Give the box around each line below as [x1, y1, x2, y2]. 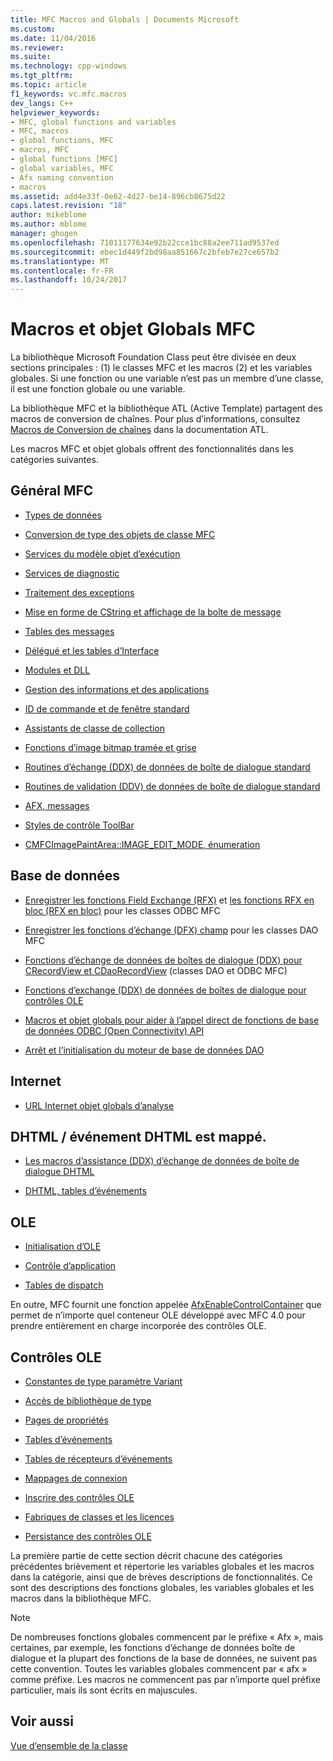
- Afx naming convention [10, 172, 114, 183]
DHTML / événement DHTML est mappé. [10, 1128, 267, 1145]
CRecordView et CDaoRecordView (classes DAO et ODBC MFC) [24, 964, 288, 976]
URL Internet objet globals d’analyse [24, 1099, 175, 1111]
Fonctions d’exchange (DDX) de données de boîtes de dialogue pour [24, 984, 307, 996]
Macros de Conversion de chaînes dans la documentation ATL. [10, 424, 269, 436]
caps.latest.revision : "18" [10, 201, 128, 211]
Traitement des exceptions [24, 586, 135, 598]
